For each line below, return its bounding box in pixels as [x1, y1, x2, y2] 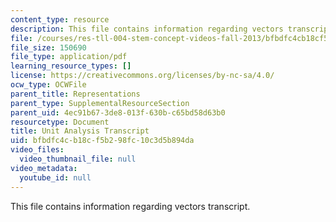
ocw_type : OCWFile [10, 80, 87, 90]
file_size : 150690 [10, 42, 87, 53]
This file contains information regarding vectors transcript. [10, 200, 251, 212]
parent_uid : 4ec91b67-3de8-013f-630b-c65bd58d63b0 [10, 107, 226, 118]
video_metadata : [10, 163, 78, 173]
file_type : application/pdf [10, 52, 128, 62]
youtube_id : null [19, 172, 92, 183]
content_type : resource [10, 14, 110, 25]
